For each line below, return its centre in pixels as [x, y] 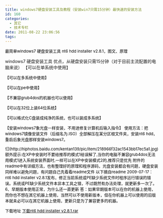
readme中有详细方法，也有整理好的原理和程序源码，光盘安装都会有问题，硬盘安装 [82, 166]
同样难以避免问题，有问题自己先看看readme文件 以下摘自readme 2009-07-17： [79, 172]
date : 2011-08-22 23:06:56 [32, 32]
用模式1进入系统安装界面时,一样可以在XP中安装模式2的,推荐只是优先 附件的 [75, 160]
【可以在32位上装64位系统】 [32, 108]
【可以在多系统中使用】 [27, 78]
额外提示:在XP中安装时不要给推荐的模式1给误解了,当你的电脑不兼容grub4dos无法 [80, 154]
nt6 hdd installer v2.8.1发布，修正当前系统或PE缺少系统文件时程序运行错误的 [76, 178]
